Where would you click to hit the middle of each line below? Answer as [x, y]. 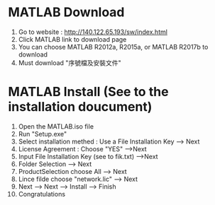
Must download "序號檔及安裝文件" [70, 63]
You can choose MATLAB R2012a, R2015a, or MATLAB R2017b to [113, 47]
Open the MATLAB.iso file [56, 126]
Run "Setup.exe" [43, 134]
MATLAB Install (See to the [88, 92]
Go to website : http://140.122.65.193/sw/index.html [93, 32]
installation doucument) [80, 107]
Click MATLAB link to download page [72, 39]
